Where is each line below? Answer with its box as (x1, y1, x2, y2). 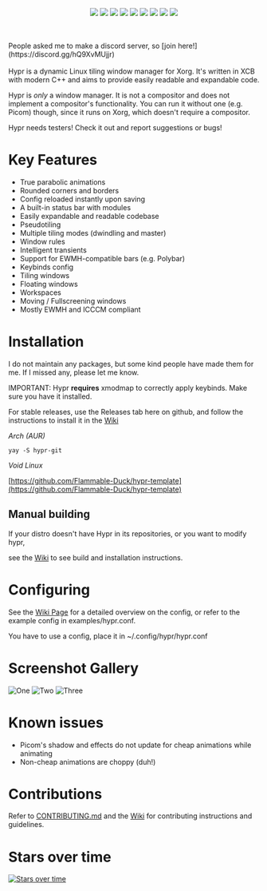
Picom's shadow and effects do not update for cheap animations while (19, 740, 252, 750)
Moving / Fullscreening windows (19, 296, 127, 305)
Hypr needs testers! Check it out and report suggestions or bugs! (8, 123, 222, 132)
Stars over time (8, 848, 112, 866)
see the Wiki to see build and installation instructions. (8, 552, 183, 563)
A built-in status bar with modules (19, 202, 132, 212)
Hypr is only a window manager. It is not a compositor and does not (8, 90, 230, 100)
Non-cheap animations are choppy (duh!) (19, 757, 156, 766)
